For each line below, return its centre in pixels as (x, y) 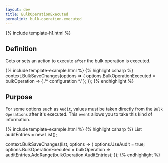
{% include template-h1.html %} (38, 33)
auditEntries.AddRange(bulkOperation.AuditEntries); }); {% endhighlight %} (83, 155)
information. (18, 120)
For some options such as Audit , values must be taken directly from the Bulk (84, 109)
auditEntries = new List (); (31, 135)
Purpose (19, 97)
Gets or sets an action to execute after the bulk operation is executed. (78, 61)
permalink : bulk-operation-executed (43, 19)
